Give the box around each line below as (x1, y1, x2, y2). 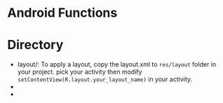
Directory (7, 37, 64, 53)
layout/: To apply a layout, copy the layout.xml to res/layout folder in (17, 60, 217, 69)
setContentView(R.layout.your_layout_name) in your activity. (17, 75, 193, 83)
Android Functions (7, 5, 118, 21)
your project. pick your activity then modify (17, 68, 142, 76)
